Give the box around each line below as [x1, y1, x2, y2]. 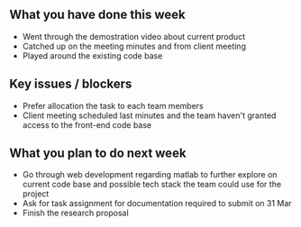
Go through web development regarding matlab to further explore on [22, 169, 278, 180]
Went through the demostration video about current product [22, 31, 246, 41]
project [22, 188, 50, 199]
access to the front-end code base [22, 119, 152, 130]
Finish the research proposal [22, 207, 129, 219]
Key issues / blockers [9, 77, 132, 92]
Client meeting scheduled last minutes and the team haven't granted [22, 110, 277, 121]
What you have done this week [9, 7, 187, 23]
